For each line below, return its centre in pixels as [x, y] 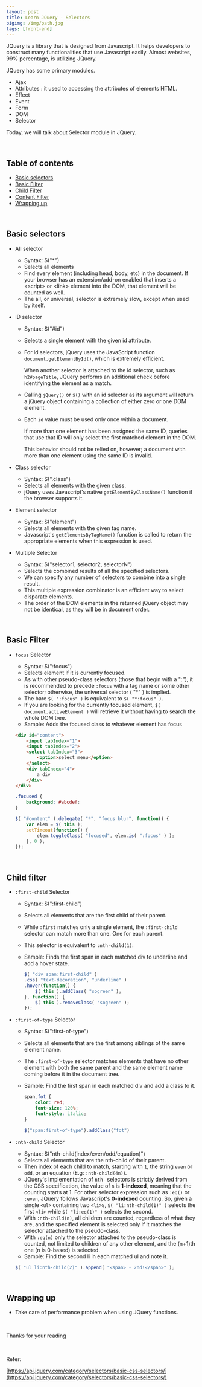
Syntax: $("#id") [44, 328]
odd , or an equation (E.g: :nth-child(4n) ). [75, 1172]
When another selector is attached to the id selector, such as [99, 370]
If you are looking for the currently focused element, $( [92, 705]
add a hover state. [46, 963]
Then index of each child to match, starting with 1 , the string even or [108, 1166]
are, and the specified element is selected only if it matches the [103, 1224]
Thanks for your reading [36, 1336]
